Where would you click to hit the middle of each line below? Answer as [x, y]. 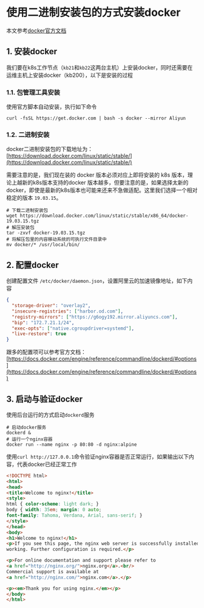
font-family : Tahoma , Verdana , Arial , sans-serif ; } [74, 515]
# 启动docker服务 [26, 427]
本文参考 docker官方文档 [36, 30]
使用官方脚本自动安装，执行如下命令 [52, 107]
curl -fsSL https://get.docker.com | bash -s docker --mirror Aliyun [96, 118]
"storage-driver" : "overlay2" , [51, 306]
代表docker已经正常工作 [47, 464]
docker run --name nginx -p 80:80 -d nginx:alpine [72, 444]
